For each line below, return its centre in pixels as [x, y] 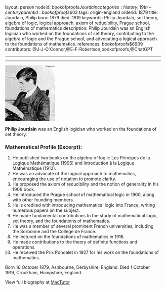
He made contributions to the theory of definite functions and [75, 242]
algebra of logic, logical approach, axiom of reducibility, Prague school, [78, 23]
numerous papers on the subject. [46, 210]
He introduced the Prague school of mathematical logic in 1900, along [83, 194]
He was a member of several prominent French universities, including [83, 226]
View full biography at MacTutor [38, 282]
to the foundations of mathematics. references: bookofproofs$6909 [74, 44]
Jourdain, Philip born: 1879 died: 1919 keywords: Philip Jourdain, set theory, [82, 18]
